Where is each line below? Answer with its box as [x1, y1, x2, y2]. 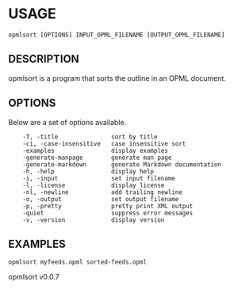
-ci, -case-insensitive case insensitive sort [22, 139, 186, 147]
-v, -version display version [22, 215, 165, 224]
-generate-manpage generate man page [22, 154, 172, 162]
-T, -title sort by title [22, 132, 158, 141]
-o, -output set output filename [22, 195, 179, 203]
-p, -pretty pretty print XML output [22, 202, 194, 210]
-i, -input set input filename [22, 174, 176, 182]
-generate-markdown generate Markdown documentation [22, 160, 222, 169]
